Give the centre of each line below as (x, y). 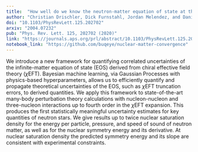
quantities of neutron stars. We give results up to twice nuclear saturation (95, 117)
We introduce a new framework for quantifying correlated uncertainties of (96, 61)
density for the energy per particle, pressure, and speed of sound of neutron (99, 124)
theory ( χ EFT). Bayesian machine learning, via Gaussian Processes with (93, 74)
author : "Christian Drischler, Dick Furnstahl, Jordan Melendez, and (93, 17)
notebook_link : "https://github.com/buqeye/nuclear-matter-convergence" (97, 45)
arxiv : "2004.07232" (32, 28)
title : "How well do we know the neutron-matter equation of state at (96, 11)
